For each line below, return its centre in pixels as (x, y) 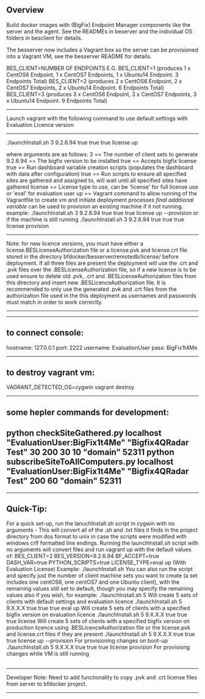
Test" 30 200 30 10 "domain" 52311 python (91, 452)
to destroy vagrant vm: (51, 373)
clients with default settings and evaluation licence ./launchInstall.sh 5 (94, 602)
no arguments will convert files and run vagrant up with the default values (99, 550)
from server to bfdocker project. (47, 684)
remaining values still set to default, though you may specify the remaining (100, 589)
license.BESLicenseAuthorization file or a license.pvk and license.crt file (97, 250)
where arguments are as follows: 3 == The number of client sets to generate (102, 154)
